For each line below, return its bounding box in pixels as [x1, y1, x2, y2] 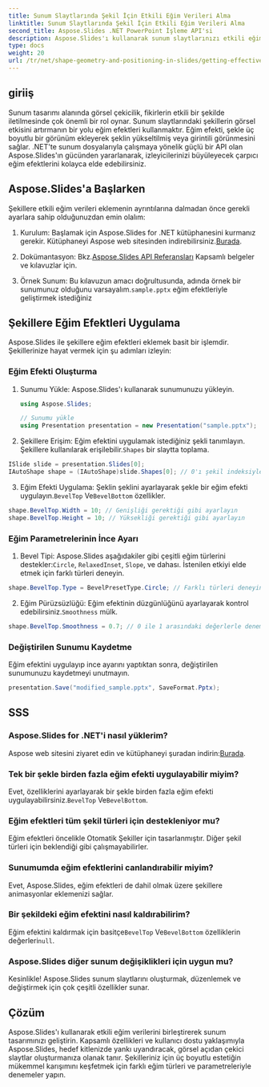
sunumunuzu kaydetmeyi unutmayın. [8, 668, 130, 678]
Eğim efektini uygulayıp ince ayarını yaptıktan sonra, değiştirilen [8, 660, 219, 669]
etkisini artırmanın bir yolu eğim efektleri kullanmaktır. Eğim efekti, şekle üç [8, 125, 255, 134]
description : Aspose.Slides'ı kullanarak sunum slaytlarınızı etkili [8, 34, 246, 43]
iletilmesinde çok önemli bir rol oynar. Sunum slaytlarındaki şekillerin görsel [8, 116, 256, 125]
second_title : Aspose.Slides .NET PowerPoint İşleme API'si [8, 27, 214, 35]
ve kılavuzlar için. [19, 260, 78, 270]
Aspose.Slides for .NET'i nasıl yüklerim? [8, 730, 168, 742]
